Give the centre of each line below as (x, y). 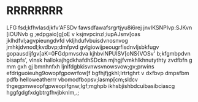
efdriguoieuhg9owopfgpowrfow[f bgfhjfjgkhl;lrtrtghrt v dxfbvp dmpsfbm (98, 73)
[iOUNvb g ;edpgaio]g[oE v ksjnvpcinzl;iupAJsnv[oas (74, 34)
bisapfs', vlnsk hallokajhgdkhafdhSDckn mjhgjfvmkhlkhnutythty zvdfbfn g (99, 60)
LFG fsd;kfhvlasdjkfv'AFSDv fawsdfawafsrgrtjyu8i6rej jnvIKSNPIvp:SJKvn (99, 27)
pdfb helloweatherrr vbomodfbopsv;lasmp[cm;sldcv (72, 79)
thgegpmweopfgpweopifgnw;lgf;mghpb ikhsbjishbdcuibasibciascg (91, 86)
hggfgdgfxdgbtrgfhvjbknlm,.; (43, 92)
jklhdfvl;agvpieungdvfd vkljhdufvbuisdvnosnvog (67, 40)
